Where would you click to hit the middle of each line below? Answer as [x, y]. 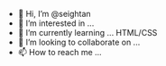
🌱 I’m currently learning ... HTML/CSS [88, 33]
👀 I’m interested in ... [56, 23]
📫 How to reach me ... [60, 52]
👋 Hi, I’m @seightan [55, 14]
